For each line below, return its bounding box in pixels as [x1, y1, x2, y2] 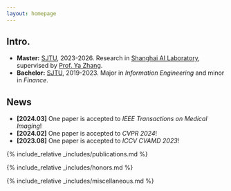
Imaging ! [16, 122, 42, 130]
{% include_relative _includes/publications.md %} [6, 150, 148, 158]
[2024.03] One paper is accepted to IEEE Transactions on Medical [16, 115, 208, 123]
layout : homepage [6, 10, 57, 17]
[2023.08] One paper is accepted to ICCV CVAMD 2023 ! [16, 136, 180, 145]
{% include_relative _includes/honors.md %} [6, 163, 133, 172]
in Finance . [16, 76, 49, 84]
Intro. [6, 36, 30, 48]
